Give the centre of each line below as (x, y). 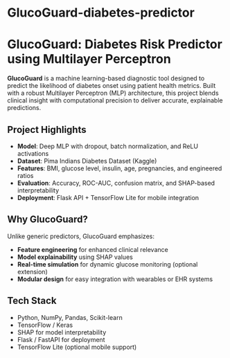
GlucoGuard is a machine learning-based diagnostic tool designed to (106, 78)
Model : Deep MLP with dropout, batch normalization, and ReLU (108, 146)
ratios (25, 175)
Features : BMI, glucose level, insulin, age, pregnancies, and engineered (120, 168)
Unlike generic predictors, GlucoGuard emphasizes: (81, 236)
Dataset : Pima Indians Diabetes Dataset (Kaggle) (87, 161)
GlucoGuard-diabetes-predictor (101, 13)
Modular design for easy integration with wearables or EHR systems (115, 279)
